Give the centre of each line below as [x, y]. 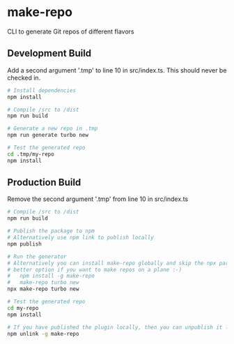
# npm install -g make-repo [51, 276]
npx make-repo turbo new [43, 289]
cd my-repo [23, 308]
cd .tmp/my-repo [31, 154]
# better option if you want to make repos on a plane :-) [95, 269]
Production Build [44, 182]
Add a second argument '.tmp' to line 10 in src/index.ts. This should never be [117, 70]
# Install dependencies [42, 90]
